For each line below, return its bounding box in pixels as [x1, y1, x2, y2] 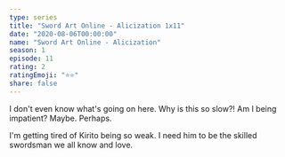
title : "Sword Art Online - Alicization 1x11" [9, 21, 185, 30]
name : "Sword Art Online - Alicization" [9, 37, 162, 47]
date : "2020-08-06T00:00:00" [9, 29, 118, 38]
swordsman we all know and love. [9, 139, 134, 150]
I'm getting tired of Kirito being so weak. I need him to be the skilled [9, 130, 257, 140]
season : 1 [9, 46, 46, 55]
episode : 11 [9, 54, 53, 63]
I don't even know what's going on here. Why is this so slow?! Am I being [9, 103, 277, 114]
